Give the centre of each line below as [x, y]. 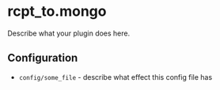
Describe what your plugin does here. [69, 33]
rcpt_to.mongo [57, 11]
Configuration [43, 58]
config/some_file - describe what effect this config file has [116, 77]
